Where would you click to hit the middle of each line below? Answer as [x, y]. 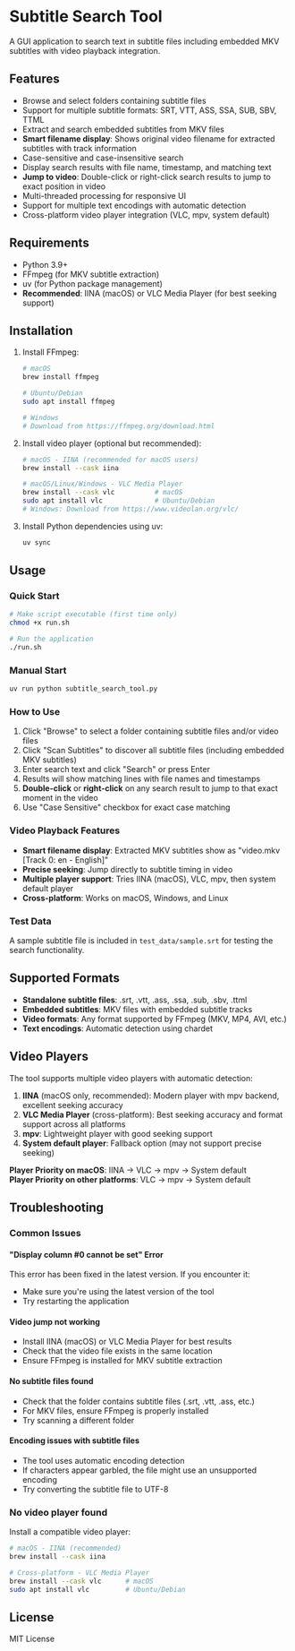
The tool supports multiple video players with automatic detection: [131, 1078]
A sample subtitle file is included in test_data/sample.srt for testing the [141, 941]
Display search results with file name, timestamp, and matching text [147, 167]
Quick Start [34, 596]
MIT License [32, 1639]
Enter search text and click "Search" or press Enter [116, 770]
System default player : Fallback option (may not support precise [142, 1143]
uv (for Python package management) [93, 283]
